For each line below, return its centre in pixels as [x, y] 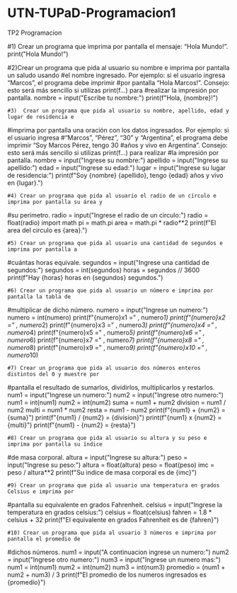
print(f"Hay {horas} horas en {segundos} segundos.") [85, 277]
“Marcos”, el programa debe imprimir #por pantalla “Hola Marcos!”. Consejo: [118, 82]
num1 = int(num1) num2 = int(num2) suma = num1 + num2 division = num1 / [117, 402]
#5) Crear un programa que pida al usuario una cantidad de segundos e [115, 243]
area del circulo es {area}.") [47, 230]
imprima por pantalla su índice [55, 444]
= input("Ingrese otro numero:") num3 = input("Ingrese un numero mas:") [114, 559]
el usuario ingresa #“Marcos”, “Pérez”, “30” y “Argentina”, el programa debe [118, 137]
